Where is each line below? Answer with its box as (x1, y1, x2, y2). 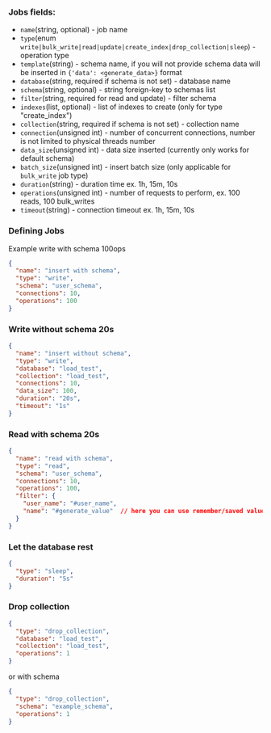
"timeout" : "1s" (15, 402, 70, 411)
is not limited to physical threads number (19, 137, 156, 146)
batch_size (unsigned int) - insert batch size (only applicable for (19, 162, 231, 172)
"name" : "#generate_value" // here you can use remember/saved (23, 508, 244, 516)
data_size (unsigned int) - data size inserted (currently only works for (19, 145, 250, 155)
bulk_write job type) (19, 171, 89, 180)
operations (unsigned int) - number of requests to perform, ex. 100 (19, 188, 240, 198)
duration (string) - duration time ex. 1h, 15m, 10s (19, 179, 178, 189)
